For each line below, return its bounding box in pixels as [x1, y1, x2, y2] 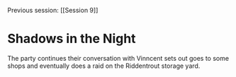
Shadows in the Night [7, 31, 136, 47]
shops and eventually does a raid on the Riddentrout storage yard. [7, 61, 201, 70]
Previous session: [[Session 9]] [7, 6, 99, 14]
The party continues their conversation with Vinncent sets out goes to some [7, 54, 229, 62]
